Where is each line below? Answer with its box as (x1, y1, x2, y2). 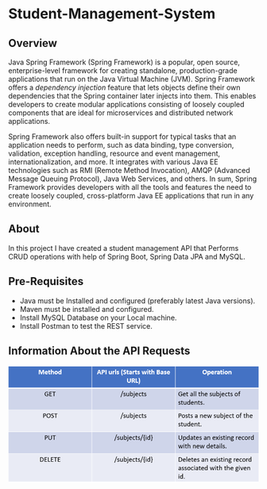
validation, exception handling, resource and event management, (8, 148, 221, 158)
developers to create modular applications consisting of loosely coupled (8, 100, 245, 109)
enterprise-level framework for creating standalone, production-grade (8, 66, 238, 75)
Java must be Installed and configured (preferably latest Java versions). (19, 295, 256, 306)
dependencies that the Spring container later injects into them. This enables (8, 91, 257, 100)
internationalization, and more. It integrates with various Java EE (8, 157, 219, 167)
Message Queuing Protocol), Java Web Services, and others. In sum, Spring (8, 174, 257, 183)
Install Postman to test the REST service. (19, 321, 153, 330)
